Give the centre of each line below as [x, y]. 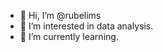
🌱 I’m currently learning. [69, 36]
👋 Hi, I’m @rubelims [60, 15]
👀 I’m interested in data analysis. [86, 26]
